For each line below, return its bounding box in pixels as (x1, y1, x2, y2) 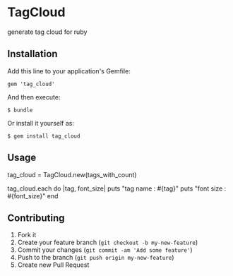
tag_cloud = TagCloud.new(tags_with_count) (7, 170, 137, 179)
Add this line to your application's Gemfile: (7, 66, 131, 75)
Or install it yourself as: (7, 119, 74, 127)
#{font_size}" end (7, 191, 59, 200)
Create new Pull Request (17, 260, 90, 269)
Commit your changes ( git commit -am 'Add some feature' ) (17, 246, 193, 254)
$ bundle (7, 107, 33, 114)
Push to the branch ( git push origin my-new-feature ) (17, 253, 174, 262)
